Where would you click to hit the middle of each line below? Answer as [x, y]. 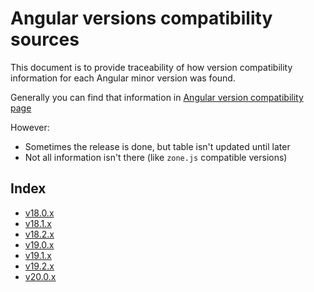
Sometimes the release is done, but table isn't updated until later [157, 146]
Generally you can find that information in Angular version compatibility [157, 97]
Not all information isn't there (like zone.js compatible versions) [156, 157]
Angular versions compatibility [141, 18]
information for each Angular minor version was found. [123, 78]
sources [45, 39]
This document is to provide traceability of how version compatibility [151, 67]
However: [30, 127]
